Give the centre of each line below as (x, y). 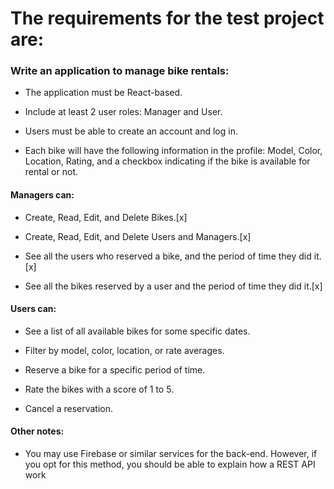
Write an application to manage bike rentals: (120, 71)
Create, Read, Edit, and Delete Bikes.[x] (106, 217)
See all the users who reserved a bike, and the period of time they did (168, 256)
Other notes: (37, 431)
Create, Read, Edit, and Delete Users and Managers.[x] (138, 236)
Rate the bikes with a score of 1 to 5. (99, 389)
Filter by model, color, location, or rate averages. (124, 350)
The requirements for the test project (167, 18)
